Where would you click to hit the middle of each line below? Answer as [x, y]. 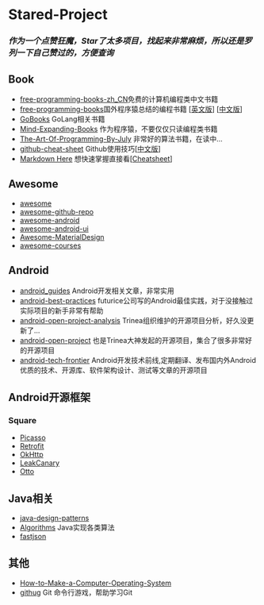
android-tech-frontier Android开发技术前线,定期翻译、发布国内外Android [138, 360]
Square [23, 420]
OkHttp [31, 455]
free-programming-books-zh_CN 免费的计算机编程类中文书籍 [119, 99]
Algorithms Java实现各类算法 [67, 528]
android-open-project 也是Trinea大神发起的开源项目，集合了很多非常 [132, 340]
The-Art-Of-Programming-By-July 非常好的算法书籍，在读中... [121, 139]
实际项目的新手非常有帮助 [61, 310]
